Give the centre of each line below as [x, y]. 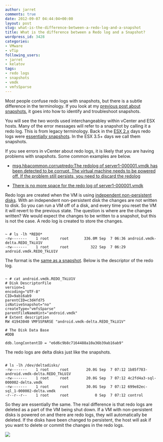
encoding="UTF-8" [23, 291]
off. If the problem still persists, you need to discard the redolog [76, 176]
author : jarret [21, 10]
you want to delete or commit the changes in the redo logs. [65, 425]
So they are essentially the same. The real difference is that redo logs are [79, 404]
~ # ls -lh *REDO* [24, 234]
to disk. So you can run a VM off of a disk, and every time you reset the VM [81, 205]
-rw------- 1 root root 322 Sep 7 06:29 [65, 247]
